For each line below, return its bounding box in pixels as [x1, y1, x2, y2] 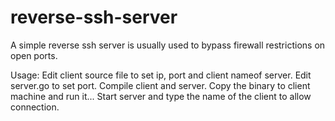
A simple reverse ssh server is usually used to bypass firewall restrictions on [10, 39, 326, 51]
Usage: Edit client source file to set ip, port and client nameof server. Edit [10, 69, 312, 81]
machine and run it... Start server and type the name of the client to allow [10, 90, 312, 102]
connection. [10, 101, 60, 113]
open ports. [10, 49, 58, 61]
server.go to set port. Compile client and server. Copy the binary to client [10, 79, 311, 91]
